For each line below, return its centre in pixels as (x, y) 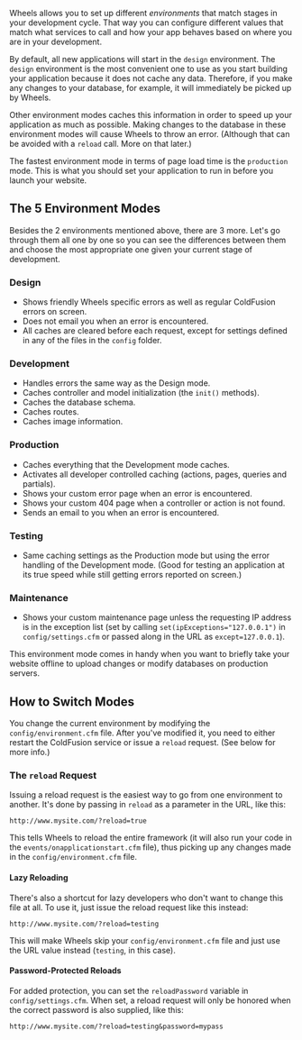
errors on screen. (55, 312)
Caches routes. (50, 412)
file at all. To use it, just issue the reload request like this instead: (129, 907)
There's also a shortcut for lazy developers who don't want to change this (146, 898)
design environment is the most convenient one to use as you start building (149, 68)
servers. (25, 673)
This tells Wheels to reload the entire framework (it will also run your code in (151, 838)
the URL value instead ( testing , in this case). (92, 950)
